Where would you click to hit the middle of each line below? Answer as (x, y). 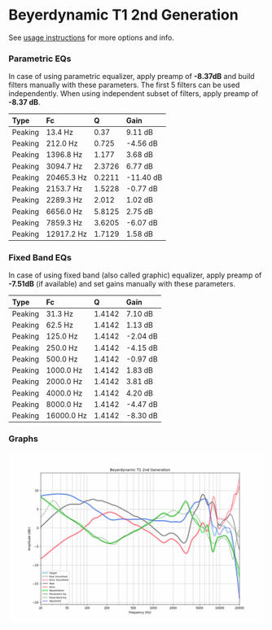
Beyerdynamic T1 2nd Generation (123, 15)
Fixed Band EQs (40, 257)
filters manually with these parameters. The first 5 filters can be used (124, 85)
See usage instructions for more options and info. (92, 37)
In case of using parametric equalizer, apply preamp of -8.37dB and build (132, 77)
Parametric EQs (40, 59)
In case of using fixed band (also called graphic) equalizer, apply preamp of (135, 275)
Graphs (23, 439)
